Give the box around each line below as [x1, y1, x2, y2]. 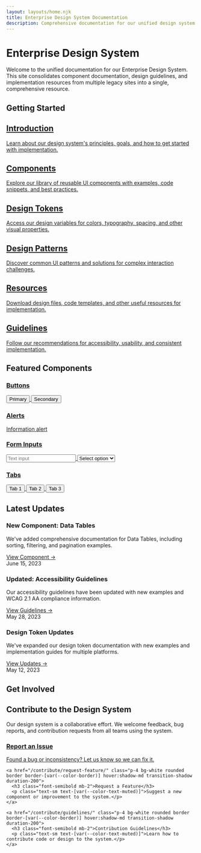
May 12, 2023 [6, 666, 40, 674]
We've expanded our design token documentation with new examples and [6, 642, 190, 649]
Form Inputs [6, 440, 43, 449]
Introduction [6, 123, 54, 134]
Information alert [6, 425, 48, 433]
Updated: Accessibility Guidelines [6, 575, 108, 583]
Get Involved [6, 684, 55, 694]
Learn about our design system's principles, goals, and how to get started [6, 140, 190, 147]
